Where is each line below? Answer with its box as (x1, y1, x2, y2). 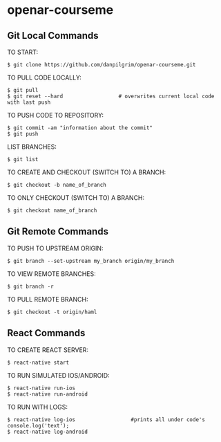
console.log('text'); (7, 422, 70, 429)
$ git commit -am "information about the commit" (7, 125, 153, 131)
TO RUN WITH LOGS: (7, 403, 68, 411)
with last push (7, 99, 51, 106)
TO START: (7, 48, 39, 56)
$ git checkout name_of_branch (7, 207, 97, 214)
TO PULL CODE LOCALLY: (7, 73, 81, 82)
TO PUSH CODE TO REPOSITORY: (7, 111, 104, 119)
